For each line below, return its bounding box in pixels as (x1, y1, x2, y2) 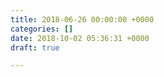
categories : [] (10, 24, 74, 34)
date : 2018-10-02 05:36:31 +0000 (10, 33, 150, 43)
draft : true (10, 42, 60, 53)
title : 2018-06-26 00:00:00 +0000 (10, 14, 155, 25)
